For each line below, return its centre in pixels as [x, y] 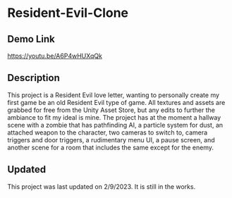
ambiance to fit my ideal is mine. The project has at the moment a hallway [114, 117]
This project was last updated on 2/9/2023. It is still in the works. [102, 186]
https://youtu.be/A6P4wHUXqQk [55, 56]
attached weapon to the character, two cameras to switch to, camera [108, 132]
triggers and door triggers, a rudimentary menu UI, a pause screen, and [111, 140]
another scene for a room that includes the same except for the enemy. [110, 147]
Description [33, 78]
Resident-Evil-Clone [68, 13]
